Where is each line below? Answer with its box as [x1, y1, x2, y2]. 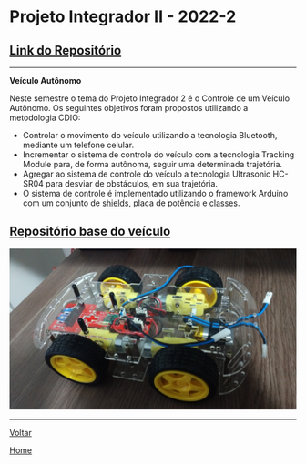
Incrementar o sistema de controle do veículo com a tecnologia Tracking [22, 149, 295, 160]
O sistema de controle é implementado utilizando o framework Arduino [22, 188, 289, 198]
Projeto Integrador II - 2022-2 [9, 6, 237, 27]
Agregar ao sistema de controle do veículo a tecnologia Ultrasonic [22, 168, 271, 179]
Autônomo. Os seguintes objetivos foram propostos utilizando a [9, 103, 249, 113]
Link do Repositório [9, 43, 122, 58]
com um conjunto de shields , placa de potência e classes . [22, 197, 240, 208]
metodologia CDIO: [9, 112, 81, 123]
